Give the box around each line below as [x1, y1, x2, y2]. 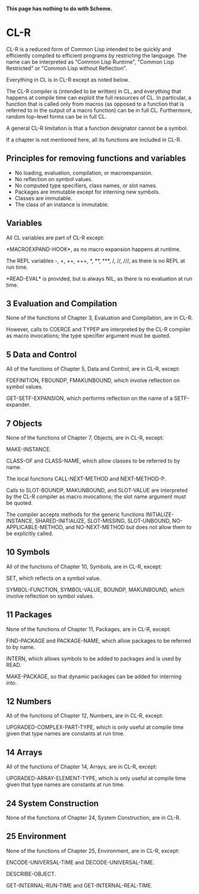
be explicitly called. [6, 530, 53, 537]
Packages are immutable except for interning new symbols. [14, 188, 160, 195]
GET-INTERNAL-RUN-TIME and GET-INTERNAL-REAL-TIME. [6, 881, 153, 889]
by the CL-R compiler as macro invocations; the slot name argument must [6, 493, 186, 500]
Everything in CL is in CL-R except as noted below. [6, 76, 129, 83]
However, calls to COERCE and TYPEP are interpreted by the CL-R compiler [6, 326, 191, 333]
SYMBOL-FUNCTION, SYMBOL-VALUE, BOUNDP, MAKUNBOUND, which [6, 586, 185, 593]
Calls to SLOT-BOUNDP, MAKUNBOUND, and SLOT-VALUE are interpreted [6, 487, 188, 493]
